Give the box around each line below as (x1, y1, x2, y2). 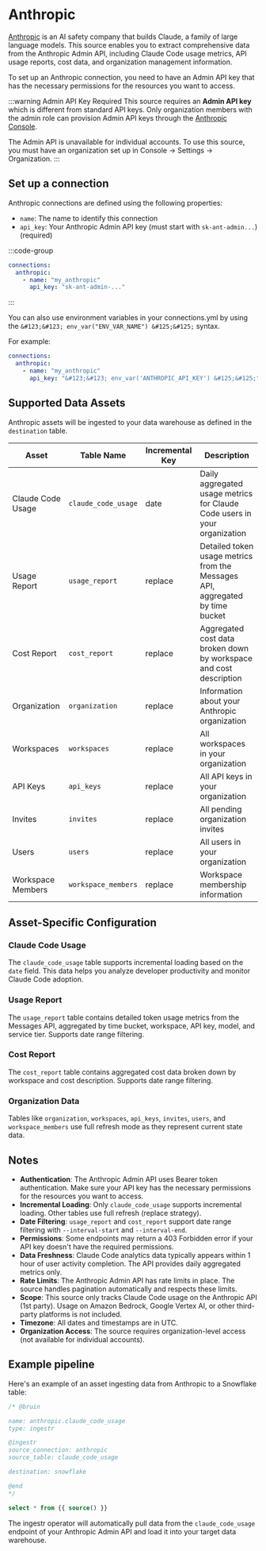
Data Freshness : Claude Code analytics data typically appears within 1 (19, 1250, 251, 1260)
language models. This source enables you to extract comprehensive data (8, 40, 250, 49)
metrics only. (19, 1267, 63, 1276)
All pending (199, 804, 242, 815)
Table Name (80, 449, 127, 461)
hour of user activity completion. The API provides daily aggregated (19, 1259, 241, 1268)
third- (236, 1301, 255, 1310)
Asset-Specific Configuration (8, 916, 157, 929)
